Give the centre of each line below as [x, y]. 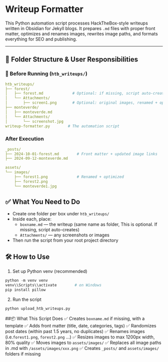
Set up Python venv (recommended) [50, 271]
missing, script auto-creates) [50, 230]
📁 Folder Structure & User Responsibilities [72, 59]
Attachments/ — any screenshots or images [65, 235]
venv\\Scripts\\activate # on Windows [53, 285]
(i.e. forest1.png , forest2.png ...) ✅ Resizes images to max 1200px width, [80, 337]
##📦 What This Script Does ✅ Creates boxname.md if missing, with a [75, 318]
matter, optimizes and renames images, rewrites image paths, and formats [82, 34]
